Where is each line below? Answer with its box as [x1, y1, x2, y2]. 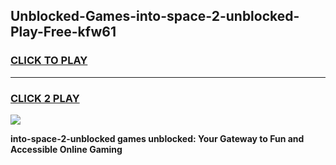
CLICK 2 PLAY [10, 91, 80, 105]
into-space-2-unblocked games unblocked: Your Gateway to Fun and [10, 132, 305, 144]
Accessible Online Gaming [10, 143, 123, 155]
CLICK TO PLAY [10, 54, 88, 68]
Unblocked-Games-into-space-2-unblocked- [10, 8, 300, 25]
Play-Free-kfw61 [10, 24, 117, 41]
